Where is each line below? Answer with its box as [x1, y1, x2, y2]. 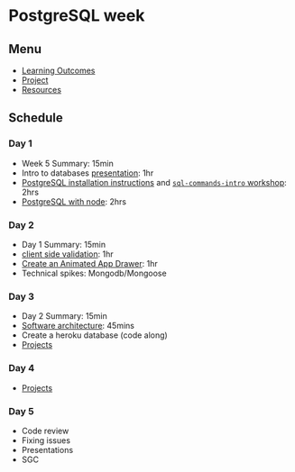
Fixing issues [21, 434, 71, 446]
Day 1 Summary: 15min [21, 239, 106, 250]
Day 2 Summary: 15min [21, 311, 107, 322]
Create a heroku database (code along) [21, 330, 168, 340]
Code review [21, 425, 69, 436]
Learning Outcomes [21, 65, 96, 76]
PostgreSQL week [8, 5, 145, 26]
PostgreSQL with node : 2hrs [21, 195, 127, 207]
